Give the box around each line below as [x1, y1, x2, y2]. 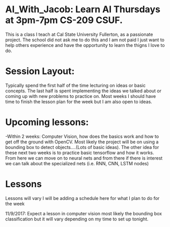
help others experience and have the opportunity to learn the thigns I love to [5, 42, 165, 48]
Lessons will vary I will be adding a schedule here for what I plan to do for [5, 195, 160, 201]
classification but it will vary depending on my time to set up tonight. [5, 216, 149, 222]
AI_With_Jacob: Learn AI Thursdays [5, 4, 160, 15]
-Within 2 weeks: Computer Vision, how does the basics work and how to [5, 133, 159, 139]
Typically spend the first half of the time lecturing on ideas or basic [5, 82, 146, 88]
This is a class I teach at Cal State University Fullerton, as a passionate [5, 31, 153, 37]
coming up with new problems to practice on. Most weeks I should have [5, 93, 156, 99]
